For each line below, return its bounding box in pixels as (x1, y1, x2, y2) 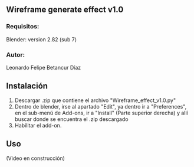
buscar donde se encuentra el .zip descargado (14, 115, 129, 123)
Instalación (6, 81, 48, 91)
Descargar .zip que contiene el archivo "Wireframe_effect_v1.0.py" (14, 97, 176, 104)
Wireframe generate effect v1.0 (6, 5, 124, 15)
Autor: (6, 50, 25, 58)
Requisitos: (6, 22, 40, 31)
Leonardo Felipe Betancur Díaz (6, 64, 81, 71)
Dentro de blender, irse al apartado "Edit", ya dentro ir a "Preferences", (14, 103, 187, 110)
